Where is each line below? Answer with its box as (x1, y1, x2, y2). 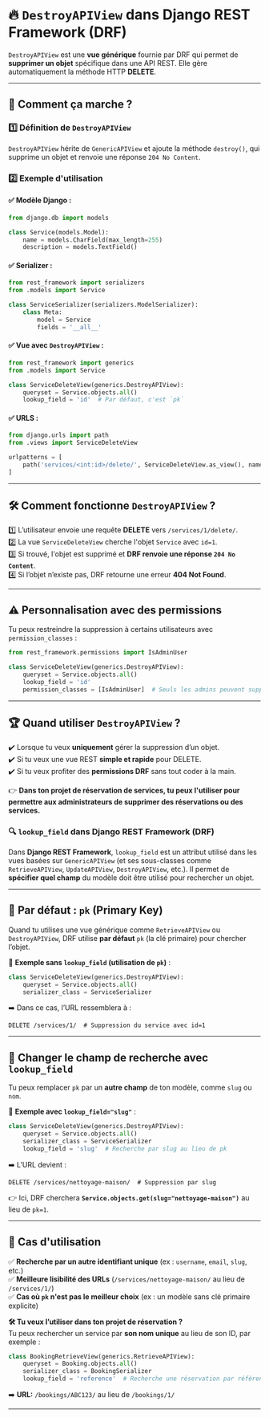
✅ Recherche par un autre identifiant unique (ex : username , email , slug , (8, 1257, 247, 1266)
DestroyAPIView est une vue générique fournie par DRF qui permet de (8, 50, 239, 59)
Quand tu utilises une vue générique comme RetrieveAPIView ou (8, 925, 221, 935)
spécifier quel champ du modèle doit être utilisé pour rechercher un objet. (8, 873, 255, 882)
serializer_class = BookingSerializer (22, 1367, 152, 1375)
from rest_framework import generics (8, 359, 134, 367)
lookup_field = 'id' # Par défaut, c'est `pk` (22, 396, 184, 404)
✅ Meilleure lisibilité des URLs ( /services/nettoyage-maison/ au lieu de (8, 1274, 246, 1284)
